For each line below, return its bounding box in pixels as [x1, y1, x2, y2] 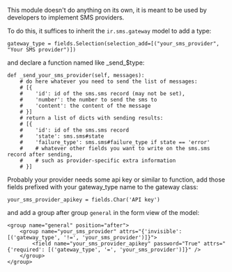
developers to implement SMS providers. [7, 13, 125, 22]
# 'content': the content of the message [20, 102, 151, 109]
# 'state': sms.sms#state [20, 133, 105, 140]
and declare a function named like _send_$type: [7, 58, 145, 67]
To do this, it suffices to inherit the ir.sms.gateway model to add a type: [7, 27, 212, 35]
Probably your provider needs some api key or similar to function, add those [7, 175, 226, 184]
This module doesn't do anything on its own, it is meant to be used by [7, 6, 207, 14]
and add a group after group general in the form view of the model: [7, 209, 200, 216]
